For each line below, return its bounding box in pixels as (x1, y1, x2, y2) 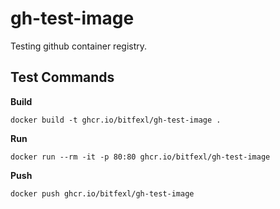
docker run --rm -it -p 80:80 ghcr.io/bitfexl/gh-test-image (10, 152, 271, 162)
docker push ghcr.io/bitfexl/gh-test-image (10, 188, 195, 199)
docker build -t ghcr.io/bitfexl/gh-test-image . (10, 115, 222, 125)
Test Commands (10, 69, 115, 86)
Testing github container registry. (10, 40, 148, 52)
